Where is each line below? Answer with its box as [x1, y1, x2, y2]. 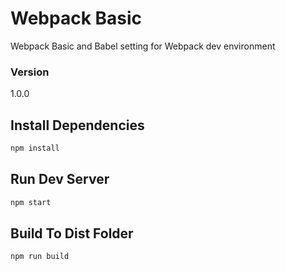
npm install [10, 143, 60, 154]
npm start [10, 197, 52, 207]
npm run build [10, 252, 70, 262]
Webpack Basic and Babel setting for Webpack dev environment [10, 40, 276, 52]
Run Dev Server [10, 171, 110, 188]
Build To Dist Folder [10, 225, 134, 242]
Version [10, 65, 50, 79]
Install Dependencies [10, 117, 145, 134]
